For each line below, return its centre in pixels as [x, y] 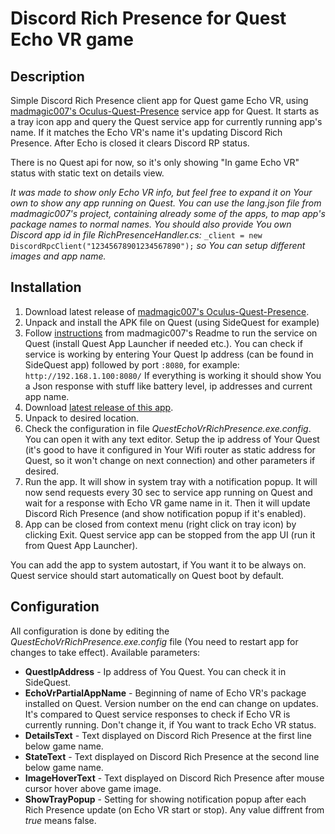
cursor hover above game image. [93, 788]
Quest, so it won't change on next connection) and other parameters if [170, 460]
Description [47, 76]
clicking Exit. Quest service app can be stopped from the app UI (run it [170, 534]
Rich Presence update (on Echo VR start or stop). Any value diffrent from [174, 809]
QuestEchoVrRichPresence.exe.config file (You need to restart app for [154, 641]
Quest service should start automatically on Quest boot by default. [147, 575]
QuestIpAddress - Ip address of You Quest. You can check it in [155, 671]
